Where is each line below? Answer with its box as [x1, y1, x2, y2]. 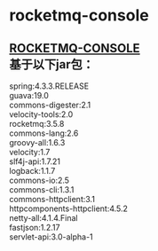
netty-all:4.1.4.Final [9, 213, 78, 223]
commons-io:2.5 [9, 175, 69, 185]
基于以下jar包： [9, 57, 95, 72]
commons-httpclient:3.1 [9, 194, 96, 204]
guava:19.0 [9, 90, 49, 100]
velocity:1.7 [9, 147, 51, 157]
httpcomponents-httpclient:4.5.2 [9, 203, 129, 214]
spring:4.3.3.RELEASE [9, 81, 90, 91]
